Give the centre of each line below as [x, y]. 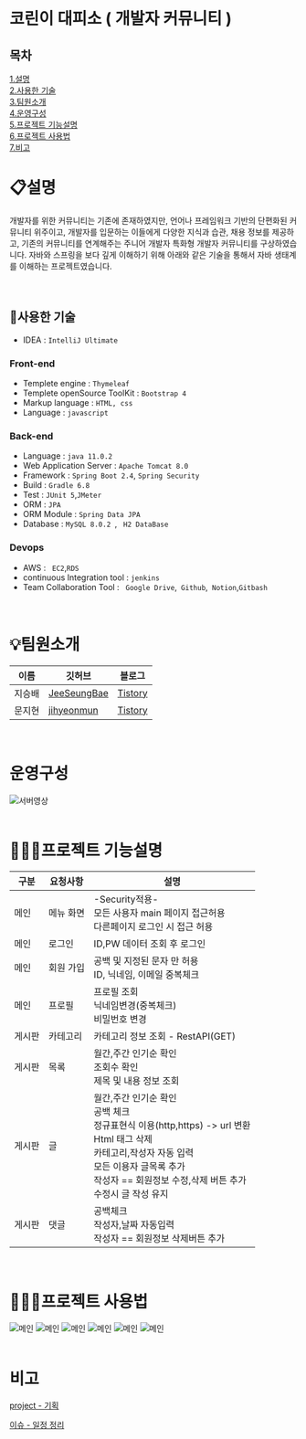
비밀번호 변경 [120, 1020]
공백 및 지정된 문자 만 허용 [146, 961]
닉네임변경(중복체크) [135, 1006]
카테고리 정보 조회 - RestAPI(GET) [164, 1036]
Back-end [32, 436]
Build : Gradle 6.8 [56, 485]
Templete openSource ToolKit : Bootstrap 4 [105, 393]
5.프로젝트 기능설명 [43, 125]
